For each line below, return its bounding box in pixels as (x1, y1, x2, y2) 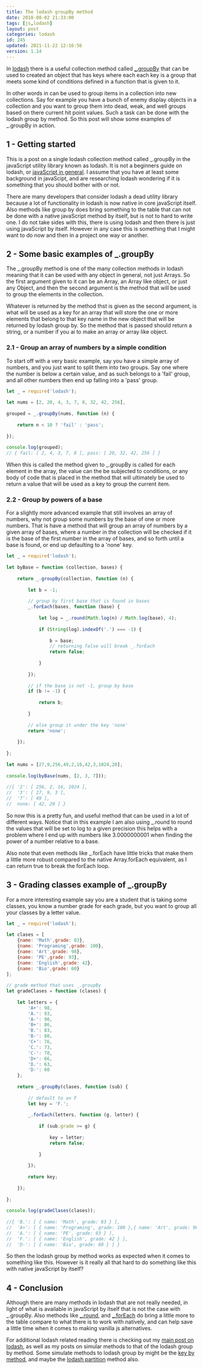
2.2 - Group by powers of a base (6, 496, 103, 504)
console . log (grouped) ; (6, 445, 63, 451)
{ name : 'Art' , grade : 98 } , (17, 949, 83, 955)
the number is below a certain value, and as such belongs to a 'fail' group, (6, 370, 190, 377)
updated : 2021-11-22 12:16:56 (6, 43, 83, 49)
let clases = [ (6, 932, 45, 938)
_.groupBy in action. (6, 122, 56, 129)
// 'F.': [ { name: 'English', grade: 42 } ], (6, 1236, 129, 1242)
